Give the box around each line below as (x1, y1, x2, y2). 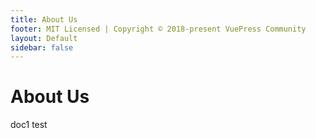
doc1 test (10, 119, 48, 131)
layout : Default (10, 33, 78, 43)
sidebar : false (10, 42, 74, 53)
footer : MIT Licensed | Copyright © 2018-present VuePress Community (10, 24, 307, 34)
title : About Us (10, 14, 78, 25)
